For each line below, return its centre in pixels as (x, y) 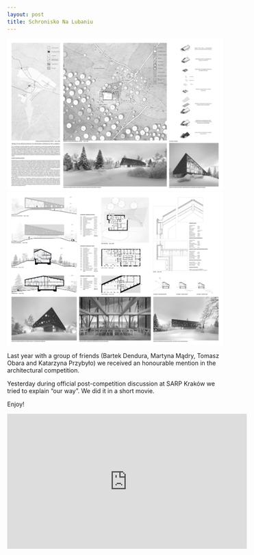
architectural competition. (43, 370)
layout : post (26, 14)
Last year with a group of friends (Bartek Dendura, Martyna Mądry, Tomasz (113, 356)
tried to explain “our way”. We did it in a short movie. (81, 391)
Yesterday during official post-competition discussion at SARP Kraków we (111, 383)
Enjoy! (16, 404)
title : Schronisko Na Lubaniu (50, 22)
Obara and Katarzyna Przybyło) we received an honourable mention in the (112, 363)
